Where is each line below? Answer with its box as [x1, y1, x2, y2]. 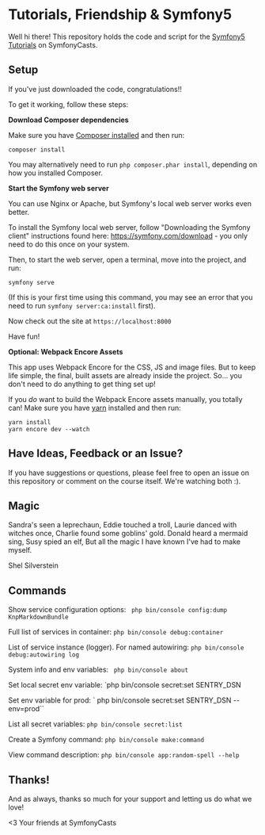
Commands [8, 584, 67, 597]
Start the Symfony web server [8, 183, 109, 193]
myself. [8, 546, 32, 555]
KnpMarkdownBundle [8, 613, 69, 622]
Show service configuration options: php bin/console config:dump [8, 605, 228, 615]
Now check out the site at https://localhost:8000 [8, 316, 172, 326]
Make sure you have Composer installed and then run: [8, 130, 184, 140]
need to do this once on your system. [8, 239, 130, 249]
